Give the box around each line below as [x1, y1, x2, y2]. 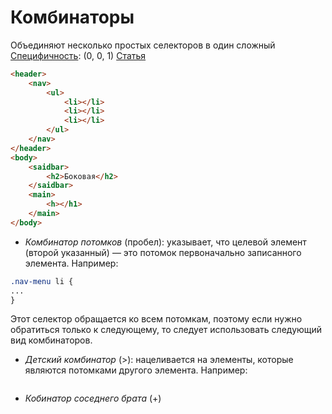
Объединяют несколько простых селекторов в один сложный [10, 39, 276, 51]
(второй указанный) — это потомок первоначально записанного [24, 246, 302, 258]
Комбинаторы [10, 6, 135, 29]
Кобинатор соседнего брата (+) [24, 392, 162, 405]
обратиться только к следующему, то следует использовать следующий [10, 324, 323, 336]
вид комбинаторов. [10, 334, 93, 346]
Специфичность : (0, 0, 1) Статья [10, 49, 147, 61]
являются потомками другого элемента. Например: [24, 364, 248, 376]
